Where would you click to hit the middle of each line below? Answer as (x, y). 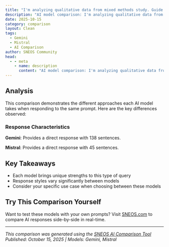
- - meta (19, 61)
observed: (16, 114)
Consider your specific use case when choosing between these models (87, 186)
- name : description (36, 66)
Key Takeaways (30, 163)
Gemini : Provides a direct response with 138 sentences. (63, 138)
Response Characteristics (38, 127)
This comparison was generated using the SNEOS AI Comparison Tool (78, 234)
